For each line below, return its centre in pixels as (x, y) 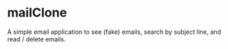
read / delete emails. (37, 39)
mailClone (37, 13)
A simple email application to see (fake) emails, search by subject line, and (114, 32)
